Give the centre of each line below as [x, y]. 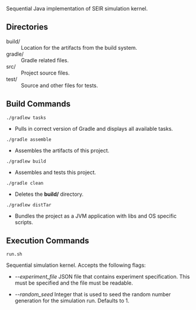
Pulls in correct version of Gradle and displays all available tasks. [94, 128]
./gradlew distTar [29, 205]
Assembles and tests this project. [55, 172]
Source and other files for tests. [60, 85]
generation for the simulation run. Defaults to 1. [72, 301]
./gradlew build [26, 161]
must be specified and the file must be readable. [74, 283]
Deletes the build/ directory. [49, 194]
